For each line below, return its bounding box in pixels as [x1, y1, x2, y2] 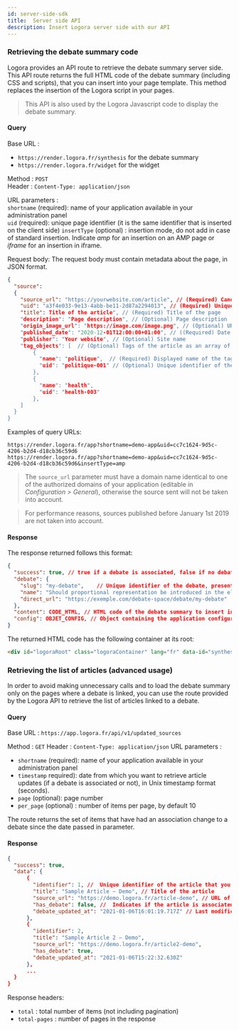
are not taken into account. [24, 517, 105, 525]
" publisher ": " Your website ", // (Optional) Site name [20, 336, 186, 343]
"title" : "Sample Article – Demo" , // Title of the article [33, 888, 215, 896]
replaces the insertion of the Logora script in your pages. [7, 86, 174, 95]
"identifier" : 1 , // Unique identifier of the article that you [33, 881, 231, 889]
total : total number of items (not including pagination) [17, 1007, 179, 1016]
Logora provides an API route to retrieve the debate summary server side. [7, 63, 223, 72]
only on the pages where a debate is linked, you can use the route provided [7, 689, 229, 697]
